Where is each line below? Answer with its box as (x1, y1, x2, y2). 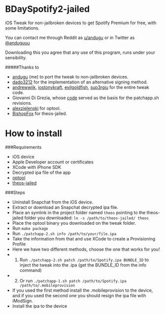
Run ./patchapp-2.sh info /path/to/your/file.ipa (12, 231, 117, 236)
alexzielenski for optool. (12, 105, 61, 111)
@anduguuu (5, 39, 30, 45)
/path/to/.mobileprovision (19, 283, 75, 288)
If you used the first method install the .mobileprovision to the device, (12, 287, 153, 293)
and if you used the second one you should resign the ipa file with (12, 292, 146, 298)
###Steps (5, 189, 26, 196)
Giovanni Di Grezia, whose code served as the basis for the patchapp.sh (12, 95, 159, 101)
